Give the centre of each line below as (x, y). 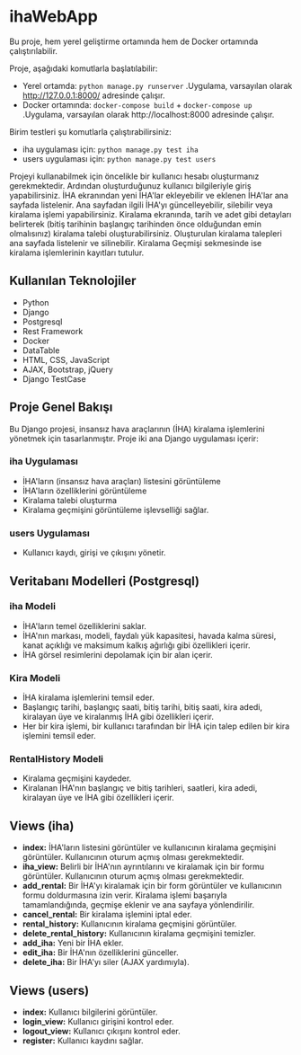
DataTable (41, 350)
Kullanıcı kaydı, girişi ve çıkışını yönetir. (94, 553)
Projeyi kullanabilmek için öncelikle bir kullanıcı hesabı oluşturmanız (134, 176)
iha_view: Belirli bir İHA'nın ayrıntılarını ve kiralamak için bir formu (143, 867)
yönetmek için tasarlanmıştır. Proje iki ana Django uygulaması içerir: (134, 439)
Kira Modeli (35, 678)
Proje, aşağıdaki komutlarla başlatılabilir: (84, 68)
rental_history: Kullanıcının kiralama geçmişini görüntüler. (129, 924)
